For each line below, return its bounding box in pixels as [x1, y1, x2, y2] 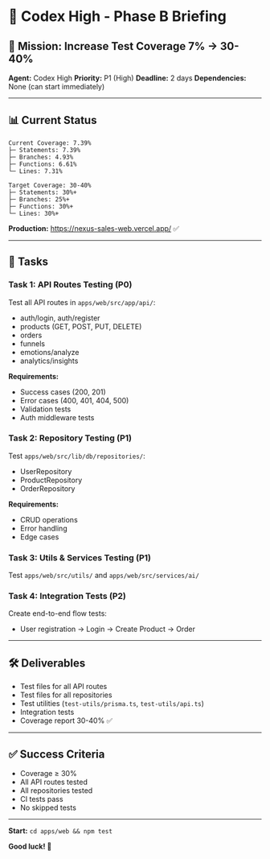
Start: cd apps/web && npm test [8, 826, 112, 836]
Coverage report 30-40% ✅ [19, 716, 113, 725]
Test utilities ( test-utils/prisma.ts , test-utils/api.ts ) [19, 699, 205, 708]
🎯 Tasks [8, 255, 49, 269]
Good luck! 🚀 [8, 841, 52, 852]
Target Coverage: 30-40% [8, 181, 92, 189]
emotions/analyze [19, 347, 80, 357]
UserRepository [19, 466, 72, 476]
